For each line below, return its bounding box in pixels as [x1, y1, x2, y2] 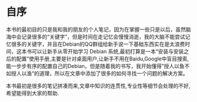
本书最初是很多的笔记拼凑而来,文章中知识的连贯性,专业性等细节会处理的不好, [6, 82, 191, 89]
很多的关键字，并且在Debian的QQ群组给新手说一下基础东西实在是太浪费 [11, 40, 185, 47]
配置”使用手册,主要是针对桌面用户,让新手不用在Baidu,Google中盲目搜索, [16, 55, 189, 62]
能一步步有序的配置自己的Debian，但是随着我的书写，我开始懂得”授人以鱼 [6, 62, 185, 69]
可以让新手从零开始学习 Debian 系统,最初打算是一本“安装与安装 [31, 47, 184, 55]
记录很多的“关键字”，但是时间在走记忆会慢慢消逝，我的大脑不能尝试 [21, 33, 186, 40]
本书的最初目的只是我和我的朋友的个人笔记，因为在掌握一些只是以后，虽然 [6, 26, 186, 33]
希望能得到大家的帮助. [6, 89, 60, 97]
